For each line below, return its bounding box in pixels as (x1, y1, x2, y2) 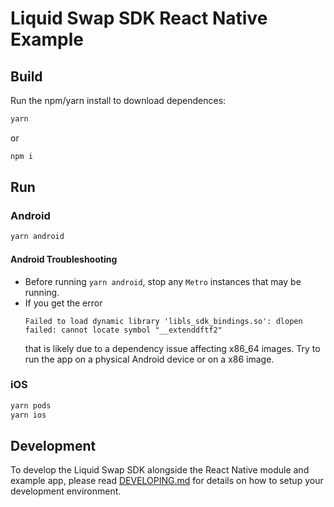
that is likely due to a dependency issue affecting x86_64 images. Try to (24, 342, 321, 354)
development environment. (10, 485, 122, 497)
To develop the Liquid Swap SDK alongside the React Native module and (10, 464, 310, 476)
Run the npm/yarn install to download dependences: (10, 95, 227, 106)
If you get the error (24, 297, 103, 309)
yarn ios (10, 410, 47, 420)
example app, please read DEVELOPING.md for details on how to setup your (10, 475, 324, 487)
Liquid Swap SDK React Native (10, 7, 268, 30)
